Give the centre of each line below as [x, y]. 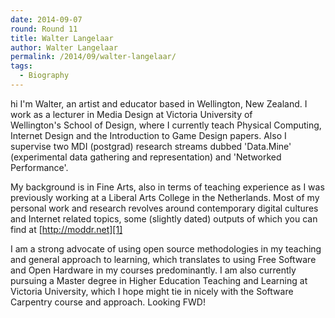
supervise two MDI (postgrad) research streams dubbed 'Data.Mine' [151, 146]
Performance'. [39, 167]
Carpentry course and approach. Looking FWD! [108, 302]
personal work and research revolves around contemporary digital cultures [164, 208]
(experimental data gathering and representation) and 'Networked [146, 157]
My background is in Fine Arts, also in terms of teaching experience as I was [167, 187]
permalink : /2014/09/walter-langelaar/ [93, 57]
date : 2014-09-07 [46, 19]
